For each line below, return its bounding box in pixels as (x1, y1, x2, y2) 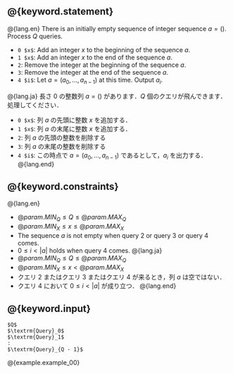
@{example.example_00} (7, 358, 80, 367)
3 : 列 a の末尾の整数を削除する (17, 142, 106, 150)
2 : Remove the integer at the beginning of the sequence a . (17, 60, 187, 69)
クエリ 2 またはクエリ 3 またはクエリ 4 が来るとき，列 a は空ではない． (17, 273, 226, 282)
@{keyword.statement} (7, 6, 114, 18)
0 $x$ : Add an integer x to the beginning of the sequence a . (17, 45, 191, 54)
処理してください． (7, 100, 63, 109)
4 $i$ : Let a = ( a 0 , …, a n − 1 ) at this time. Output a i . (17, 76, 163, 85)
